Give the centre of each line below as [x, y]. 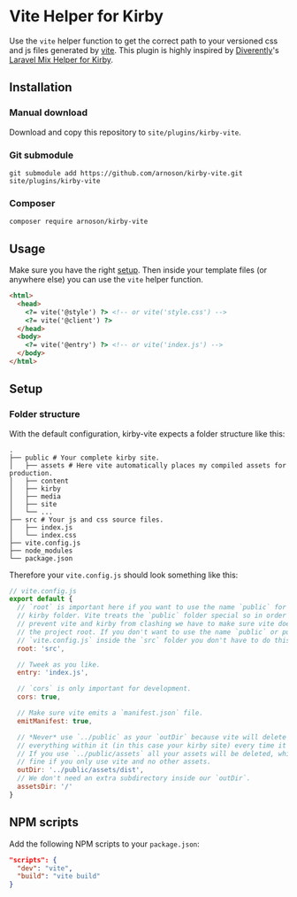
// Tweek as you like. [59, 665]
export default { [41, 599]
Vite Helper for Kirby [86, 16]
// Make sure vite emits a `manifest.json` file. [110, 713]
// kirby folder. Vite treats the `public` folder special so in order [152, 616]
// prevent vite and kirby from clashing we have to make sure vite [146, 624]
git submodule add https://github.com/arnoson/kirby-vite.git [126, 173]
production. [31, 473]
